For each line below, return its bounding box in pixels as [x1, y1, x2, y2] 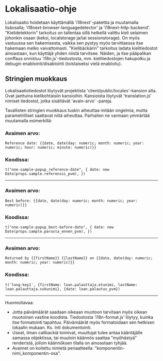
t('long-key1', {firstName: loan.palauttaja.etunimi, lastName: [5, 282, 138, 287]
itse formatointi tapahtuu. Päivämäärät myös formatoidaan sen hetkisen [12, 319, 155, 325]
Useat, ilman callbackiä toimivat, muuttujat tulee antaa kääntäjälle [12, 329, 143, 335]
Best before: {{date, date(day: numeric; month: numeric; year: [5, 198, 138, 203]
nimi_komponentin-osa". [12, 350, 61, 356]
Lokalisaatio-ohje [5, 3, 77, 15]
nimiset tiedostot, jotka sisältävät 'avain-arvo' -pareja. [5, 98, 113, 104]
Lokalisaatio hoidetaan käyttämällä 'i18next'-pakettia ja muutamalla [5, 19, 139, 25]
